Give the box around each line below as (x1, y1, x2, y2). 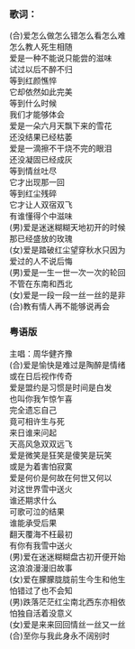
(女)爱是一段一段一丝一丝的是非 (9, 290, 126, 301)
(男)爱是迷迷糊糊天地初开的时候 (9, 222, 126, 233)
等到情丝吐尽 (9, 165, 57, 177)
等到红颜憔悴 (9, 75, 57, 87)
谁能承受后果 (9, 517, 57, 528)
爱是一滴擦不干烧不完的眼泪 (9, 143, 112, 154)
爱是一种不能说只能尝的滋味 (9, 52, 112, 64)
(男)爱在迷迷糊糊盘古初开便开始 (9, 551, 126, 561)
